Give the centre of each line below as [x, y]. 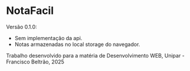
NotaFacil [30, 11]
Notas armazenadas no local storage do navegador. [77, 44]
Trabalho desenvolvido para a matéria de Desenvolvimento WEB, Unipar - [96, 55]
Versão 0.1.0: [21, 27]
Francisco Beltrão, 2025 [35, 62]
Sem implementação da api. [48, 38]
